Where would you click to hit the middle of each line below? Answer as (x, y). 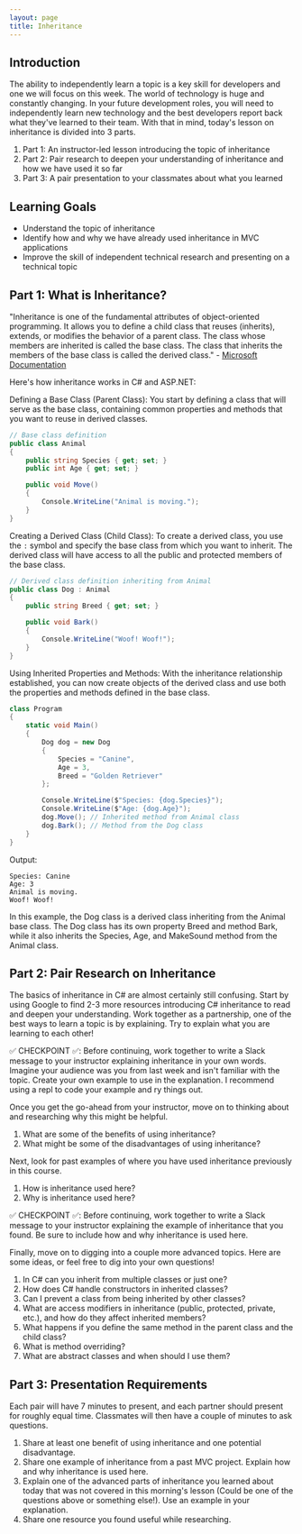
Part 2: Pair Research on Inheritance (113, 973)
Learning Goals (53, 207)
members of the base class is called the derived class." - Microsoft (133, 355)
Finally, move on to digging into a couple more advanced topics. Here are (145, 1253)
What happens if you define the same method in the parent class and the (158, 1328)
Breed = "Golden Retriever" (110, 776)
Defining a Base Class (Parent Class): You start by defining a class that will (148, 399)
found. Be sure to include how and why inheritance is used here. (129, 1235)
